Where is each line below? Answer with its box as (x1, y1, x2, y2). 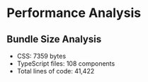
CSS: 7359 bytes (16, 52, 67, 60)
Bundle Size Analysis (6, 33, 102, 45)
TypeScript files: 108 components (16, 59, 115, 68)
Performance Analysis (6, 5, 142, 21)
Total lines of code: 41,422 (16, 67, 95, 75)
